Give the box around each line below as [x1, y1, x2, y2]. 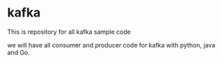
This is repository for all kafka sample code [7, 28, 131, 36]
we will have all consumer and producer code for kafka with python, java [7, 41, 216, 49]
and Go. [7, 48, 30, 56]
